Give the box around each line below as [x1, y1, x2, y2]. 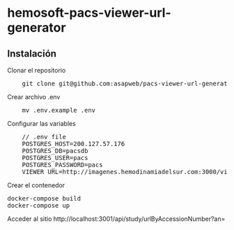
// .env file [22, 133, 66, 141]
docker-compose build [7, 194, 81, 202]
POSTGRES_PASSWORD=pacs [22, 161, 103, 168]
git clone [22, 80, 56, 87]
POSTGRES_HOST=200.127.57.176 [22, 140, 125, 148]
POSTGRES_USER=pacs [22, 154, 88, 161]
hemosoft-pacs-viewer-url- [7, 5, 172, 21]
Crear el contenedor [7, 181, 65, 189]
